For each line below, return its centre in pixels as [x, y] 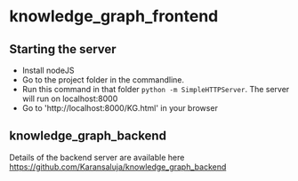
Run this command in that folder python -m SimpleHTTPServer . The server [156, 89]
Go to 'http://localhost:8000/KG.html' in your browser [120, 108]
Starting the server [63, 49]
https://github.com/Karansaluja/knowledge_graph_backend [118, 167]
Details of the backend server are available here [97, 157]
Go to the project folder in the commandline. [103, 80]
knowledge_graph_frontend [114, 16]
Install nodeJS [48, 70]
